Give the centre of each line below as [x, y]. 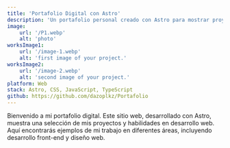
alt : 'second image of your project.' [75, 77]
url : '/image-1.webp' [50, 52]
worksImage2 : [26, 64]
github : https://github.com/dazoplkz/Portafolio [78, 97]
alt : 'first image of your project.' [73, 58]
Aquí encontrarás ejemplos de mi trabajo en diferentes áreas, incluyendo [110, 130]
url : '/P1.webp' [43, 33]
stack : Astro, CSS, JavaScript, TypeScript [70, 90]
